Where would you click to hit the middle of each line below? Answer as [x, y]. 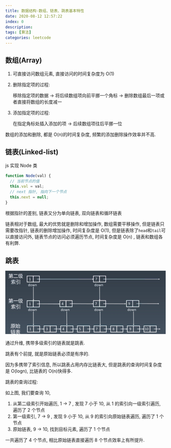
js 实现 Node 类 [21, 165]
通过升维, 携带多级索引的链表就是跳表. [45, 343]
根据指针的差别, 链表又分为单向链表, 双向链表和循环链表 [64, 213]
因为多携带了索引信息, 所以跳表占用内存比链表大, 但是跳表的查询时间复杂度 [83, 364]
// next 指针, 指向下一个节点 [38, 192]
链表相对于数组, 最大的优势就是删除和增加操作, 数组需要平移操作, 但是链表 [83, 224]
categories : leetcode [28, 38]
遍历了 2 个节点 [29, 410]
